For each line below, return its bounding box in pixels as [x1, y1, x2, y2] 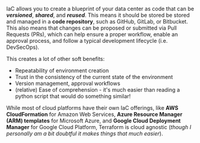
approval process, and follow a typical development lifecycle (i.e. [6, 37, 168, 44]
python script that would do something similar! [15, 93, 131, 100]
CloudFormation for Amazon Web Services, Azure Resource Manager [6, 111, 182, 118]
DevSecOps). [6, 43, 39, 51]
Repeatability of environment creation [15, 67, 109, 74]
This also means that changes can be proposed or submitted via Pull [6, 24, 177, 31]
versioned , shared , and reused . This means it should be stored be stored [6, 11, 190, 19]
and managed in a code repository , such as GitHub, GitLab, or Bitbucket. [6, 18, 189, 25]
